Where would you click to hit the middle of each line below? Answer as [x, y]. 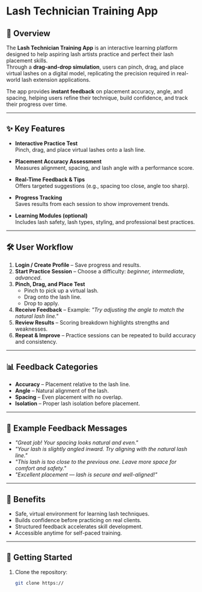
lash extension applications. [56, 80]
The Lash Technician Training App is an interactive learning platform [92, 48]
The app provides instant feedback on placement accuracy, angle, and [95, 91]
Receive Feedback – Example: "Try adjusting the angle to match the [99, 310]
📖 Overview [28, 33]
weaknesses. [31, 329]
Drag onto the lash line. [53, 297]
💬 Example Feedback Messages [67, 428]
